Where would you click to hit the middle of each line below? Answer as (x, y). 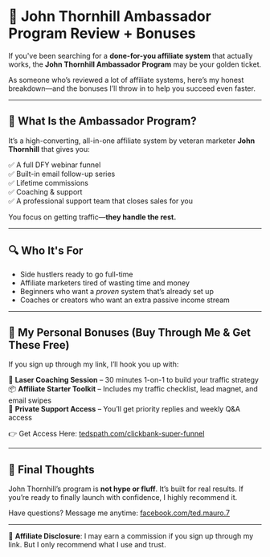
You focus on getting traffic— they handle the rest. (92, 217)
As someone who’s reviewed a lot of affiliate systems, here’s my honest (126, 80)
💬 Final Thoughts (51, 469)
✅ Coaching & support (45, 191)
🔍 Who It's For (46, 251)
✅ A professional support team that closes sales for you (101, 201)
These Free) (39, 345)
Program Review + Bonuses (102, 33)
